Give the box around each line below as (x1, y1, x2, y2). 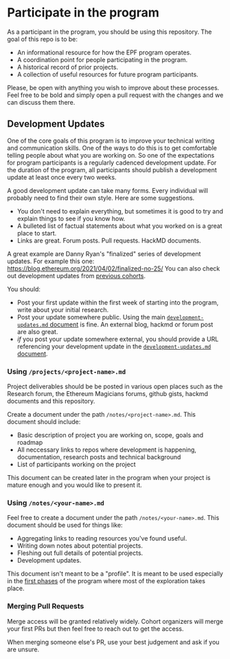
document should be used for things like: (7, 521, 123, 530)
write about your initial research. (16, 305, 109, 314)
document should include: (7, 418, 81, 426)
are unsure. (7, 645, 40, 653)
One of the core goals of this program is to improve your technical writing (7, 136, 215, 145)
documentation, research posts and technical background (16, 453, 181, 461)
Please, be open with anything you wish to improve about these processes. (7, 83, 220, 92)
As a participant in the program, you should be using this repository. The (7, 28, 212, 36)
